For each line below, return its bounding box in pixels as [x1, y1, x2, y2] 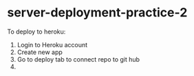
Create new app [17, 48, 63, 56]
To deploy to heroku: [7, 27, 66, 36]
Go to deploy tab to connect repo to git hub [17, 55, 140, 63]
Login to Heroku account [17, 40, 88, 49]
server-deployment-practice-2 [7, 5, 188, 21]
